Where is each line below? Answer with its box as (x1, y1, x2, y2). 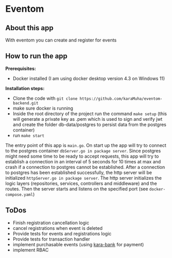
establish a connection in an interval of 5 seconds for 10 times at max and (5, 158, 161, 164)
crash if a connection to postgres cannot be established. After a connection (5, 164, 165, 170)
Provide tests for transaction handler (12, 236, 90, 242)
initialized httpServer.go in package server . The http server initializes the (5, 175, 162, 181)
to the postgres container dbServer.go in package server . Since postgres (5, 147, 161, 154)
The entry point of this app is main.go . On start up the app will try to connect (5, 142, 167, 148)
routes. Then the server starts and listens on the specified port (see (5, 185, 148, 192)
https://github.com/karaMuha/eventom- (79, 96, 163, 101)
